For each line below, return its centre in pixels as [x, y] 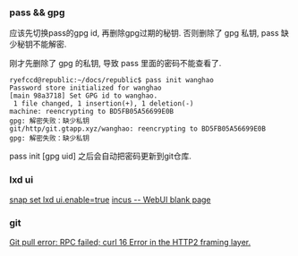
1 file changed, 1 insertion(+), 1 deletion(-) [103, 104]
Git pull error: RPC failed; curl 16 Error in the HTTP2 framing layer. [130, 242]
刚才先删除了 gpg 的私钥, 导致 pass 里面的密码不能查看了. [115, 64]
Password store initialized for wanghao [86, 88]
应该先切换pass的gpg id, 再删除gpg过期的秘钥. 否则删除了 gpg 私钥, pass [144, 33]
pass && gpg [37, 13]
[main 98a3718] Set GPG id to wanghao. [84, 96]
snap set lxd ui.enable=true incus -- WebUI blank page [111, 200]
